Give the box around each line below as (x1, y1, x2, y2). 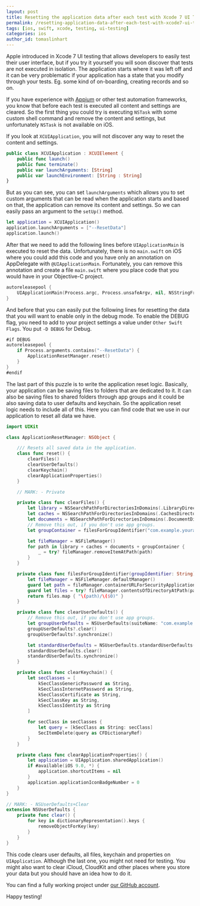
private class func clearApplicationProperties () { (17, 752, 148, 758)
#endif (6, 369, 23, 375)
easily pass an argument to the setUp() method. (6, 208, 124, 215)
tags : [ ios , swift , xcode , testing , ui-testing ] (6, 25, 129, 32)
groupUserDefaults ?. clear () (27, 626, 97, 632)
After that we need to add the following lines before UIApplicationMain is (6, 241, 185, 248)
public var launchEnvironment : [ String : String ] (17, 173, 143, 178)
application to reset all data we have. (6, 412, 96, 419)
